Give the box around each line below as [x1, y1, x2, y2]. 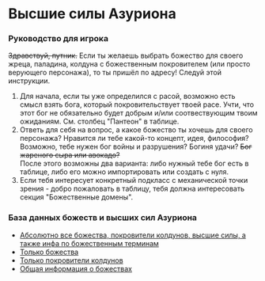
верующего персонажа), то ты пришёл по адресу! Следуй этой [8, 68, 222, 78]
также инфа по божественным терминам [19, 238, 160, 248]
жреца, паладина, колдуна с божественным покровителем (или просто [8, 59, 251, 69]
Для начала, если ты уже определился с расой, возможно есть [19, 92, 236, 101]
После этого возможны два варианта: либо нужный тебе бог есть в [19, 159, 249, 169]
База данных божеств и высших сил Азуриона [8, 212, 198, 223]
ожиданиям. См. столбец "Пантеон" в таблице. [19, 116, 180, 127]
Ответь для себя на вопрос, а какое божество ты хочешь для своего [19, 125, 253, 135]
